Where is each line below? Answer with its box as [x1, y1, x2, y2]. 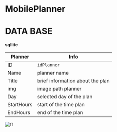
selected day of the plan [37, 94, 93, 100]
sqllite [5, 42, 18, 48]
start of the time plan [37, 101, 85, 108]
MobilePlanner [5, 3, 66, 15]
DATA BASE [5, 26, 53, 37]
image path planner [37, 85, 82, 92]
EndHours [7, 109, 31, 116]
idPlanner [37, 62, 60, 68]
